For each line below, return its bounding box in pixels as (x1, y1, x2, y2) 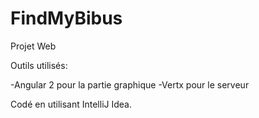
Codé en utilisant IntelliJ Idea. (10, 98, 132, 110)
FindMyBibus (10, 7, 123, 30)
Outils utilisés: (10, 59, 68, 71)
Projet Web (10, 40, 57, 52)
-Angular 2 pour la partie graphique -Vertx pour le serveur (10, 78, 250, 91)
